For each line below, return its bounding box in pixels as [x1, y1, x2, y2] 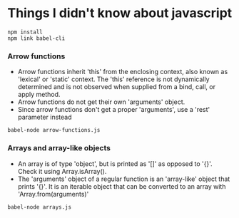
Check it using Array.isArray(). [17, 167, 107, 175]
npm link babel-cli [7, 34, 66, 42]
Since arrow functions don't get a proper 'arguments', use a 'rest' [17, 105, 210, 114]
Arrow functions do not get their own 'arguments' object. [17, 98, 185, 106]
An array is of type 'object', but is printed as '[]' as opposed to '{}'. [17, 159, 213, 168]
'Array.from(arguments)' [17, 190, 89, 198]
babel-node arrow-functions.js [7, 127, 101, 134]
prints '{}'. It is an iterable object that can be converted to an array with [17, 182, 226, 190]
